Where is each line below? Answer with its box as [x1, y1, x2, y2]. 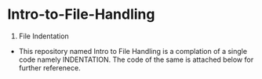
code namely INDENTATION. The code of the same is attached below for [18, 55, 254, 64]
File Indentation [18, 31, 70, 41]
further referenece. [18, 63, 81, 72]
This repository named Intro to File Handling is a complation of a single [18, 46, 248, 56]
